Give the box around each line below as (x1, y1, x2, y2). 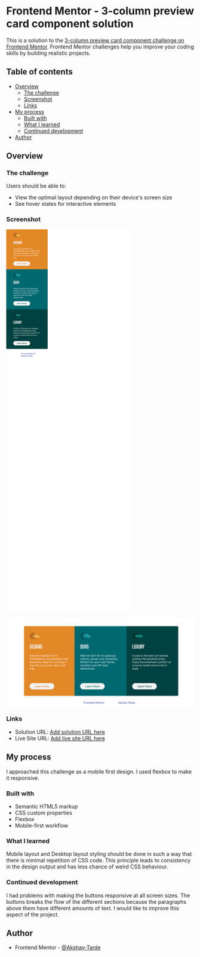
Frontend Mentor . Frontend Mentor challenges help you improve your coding (6, 43, 195, 50)
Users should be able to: (6, 183, 67, 190)
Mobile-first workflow (14, 822, 69, 829)
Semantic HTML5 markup (14, 803, 78, 810)
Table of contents (6, 67, 73, 77)
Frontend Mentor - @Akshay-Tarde (14, 944, 101, 951)
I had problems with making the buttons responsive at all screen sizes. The (6, 892, 190, 899)
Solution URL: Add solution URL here (14, 728, 106, 736)
